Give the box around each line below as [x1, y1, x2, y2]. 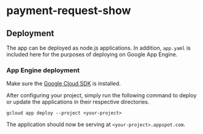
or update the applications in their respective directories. [6, 99, 150, 106]
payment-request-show [6, 4, 131, 18]
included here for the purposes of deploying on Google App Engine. [6, 51, 178, 58]
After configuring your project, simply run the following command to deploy [6, 92, 197, 99]
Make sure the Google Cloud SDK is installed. [6, 80, 121, 87]
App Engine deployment [6, 65, 80, 74]
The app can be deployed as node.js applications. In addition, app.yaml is [6, 44, 191, 51]
